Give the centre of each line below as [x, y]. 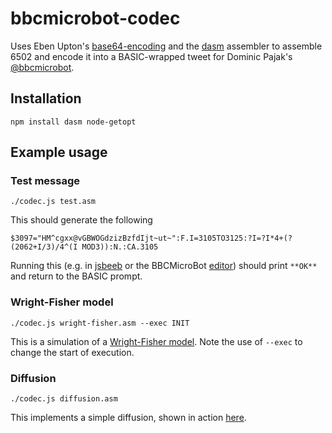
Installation [46, 98]
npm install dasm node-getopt [73, 122]
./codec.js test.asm [53, 202]
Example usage [59, 152]
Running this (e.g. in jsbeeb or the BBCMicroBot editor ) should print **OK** [164, 266]
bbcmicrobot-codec [95, 18]
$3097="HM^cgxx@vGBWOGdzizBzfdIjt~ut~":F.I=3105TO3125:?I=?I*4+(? [151, 238]
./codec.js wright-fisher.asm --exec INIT [100, 323]
